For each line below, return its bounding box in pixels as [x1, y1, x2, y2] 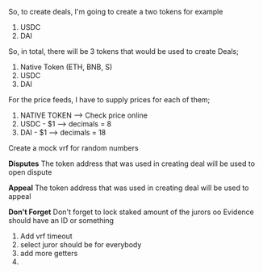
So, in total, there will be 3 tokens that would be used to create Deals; [8, 47, 240, 56]
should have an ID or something [8, 216, 115, 225]
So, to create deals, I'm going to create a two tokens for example [8, 7, 223, 16]
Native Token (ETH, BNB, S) [19, 62, 113, 72]
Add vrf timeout [19, 231, 73, 241]
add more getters [19, 249, 78, 258]
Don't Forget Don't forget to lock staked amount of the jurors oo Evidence [8, 207, 254, 217]
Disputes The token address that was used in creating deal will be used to [8, 159, 256, 168]
